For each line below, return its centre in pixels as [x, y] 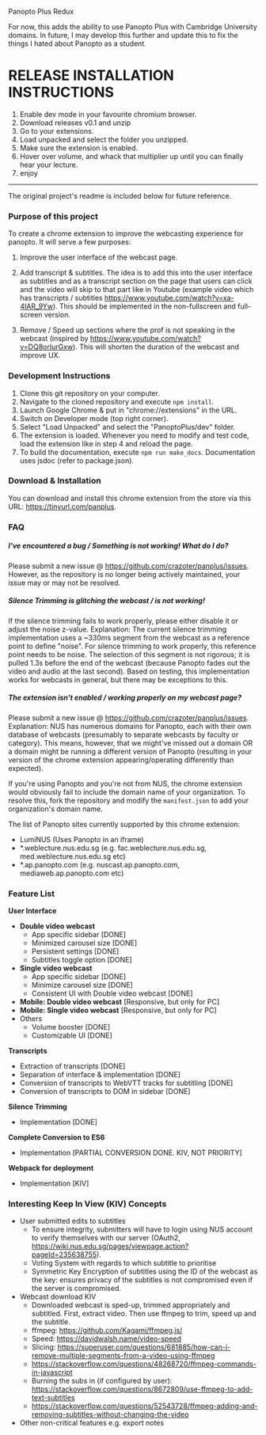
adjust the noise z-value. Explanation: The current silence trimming [118, 629]
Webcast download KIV [58, 1296]
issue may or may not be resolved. [65, 583]
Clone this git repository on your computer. [89, 393]
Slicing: [44, 1347]
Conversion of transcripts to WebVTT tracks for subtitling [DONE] [126, 1083]
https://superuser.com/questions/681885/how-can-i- [144, 1347]
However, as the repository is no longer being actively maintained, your [124, 574]
